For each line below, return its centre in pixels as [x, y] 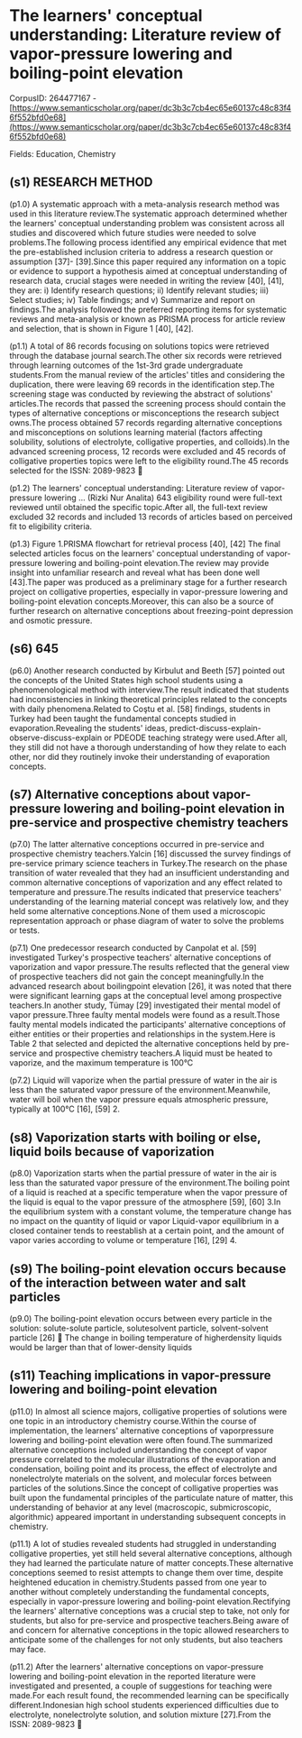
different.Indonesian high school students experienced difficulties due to [144, 1705]
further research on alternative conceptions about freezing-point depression [151, 610]
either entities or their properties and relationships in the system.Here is [142, 1034]
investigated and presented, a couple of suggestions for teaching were [141, 1686]
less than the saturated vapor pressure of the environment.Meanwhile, [140, 1090]
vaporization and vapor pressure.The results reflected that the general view [150, 967]
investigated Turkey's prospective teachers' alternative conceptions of [141, 957]
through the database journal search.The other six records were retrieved [146, 355]
